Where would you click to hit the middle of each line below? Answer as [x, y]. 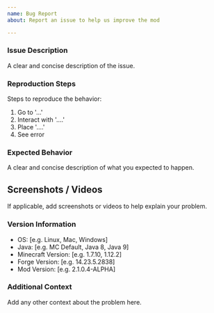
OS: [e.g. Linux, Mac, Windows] [63, 239]
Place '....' [31, 127]
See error [31, 135]
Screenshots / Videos [55, 190]
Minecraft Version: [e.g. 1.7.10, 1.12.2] [69, 254]
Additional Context [40, 287]
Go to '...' [30, 113]
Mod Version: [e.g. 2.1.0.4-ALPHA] [66, 269]
